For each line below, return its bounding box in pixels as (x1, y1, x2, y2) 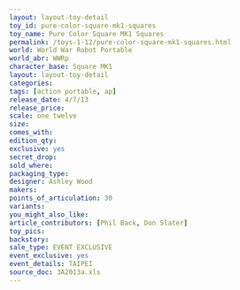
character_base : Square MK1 (9, 63, 113, 72)
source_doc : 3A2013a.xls (9, 268, 101, 277)
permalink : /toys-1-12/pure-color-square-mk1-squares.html (9, 37, 232, 47)
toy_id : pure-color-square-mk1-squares (9, 21, 157, 30)
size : (9, 120, 29, 129)
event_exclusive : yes (9, 251, 89, 261)
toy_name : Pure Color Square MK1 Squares (9, 29, 165, 38)
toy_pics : (9, 226, 46, 235)
